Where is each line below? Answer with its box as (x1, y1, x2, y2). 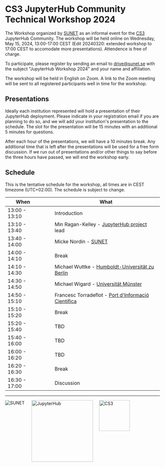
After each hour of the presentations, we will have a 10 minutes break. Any (5, 138, 156, 144)
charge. (5, 51, 21, 57)
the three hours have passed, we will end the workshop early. (5, 154, 130, 160)
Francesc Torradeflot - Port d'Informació (55, 291, 149, 298)
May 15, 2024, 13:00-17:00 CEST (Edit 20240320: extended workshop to (5, 40, 152, 46)
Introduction (55, 210, 83, 217)
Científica (55, 298, 77, 305)
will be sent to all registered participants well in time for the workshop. (5, 80, 147, 87)
